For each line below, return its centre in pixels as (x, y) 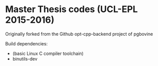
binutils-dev (25, 58)
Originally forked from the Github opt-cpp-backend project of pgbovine (79, 34)
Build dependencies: (26, 43)
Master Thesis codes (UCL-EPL (72, 9)
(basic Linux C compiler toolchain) (48, 53)
